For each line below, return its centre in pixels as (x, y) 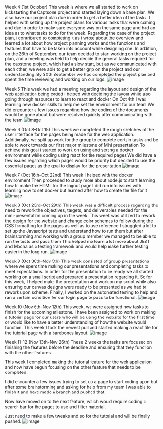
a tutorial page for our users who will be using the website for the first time (80, 317)
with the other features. (28, 352)
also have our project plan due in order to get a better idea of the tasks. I (78, 17)
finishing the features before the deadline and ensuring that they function (79, 347)
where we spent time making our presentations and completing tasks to (77, 266)
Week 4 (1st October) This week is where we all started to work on (72, 7)
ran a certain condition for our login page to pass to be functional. (71, 297)
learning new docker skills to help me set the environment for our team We (80, 104)
